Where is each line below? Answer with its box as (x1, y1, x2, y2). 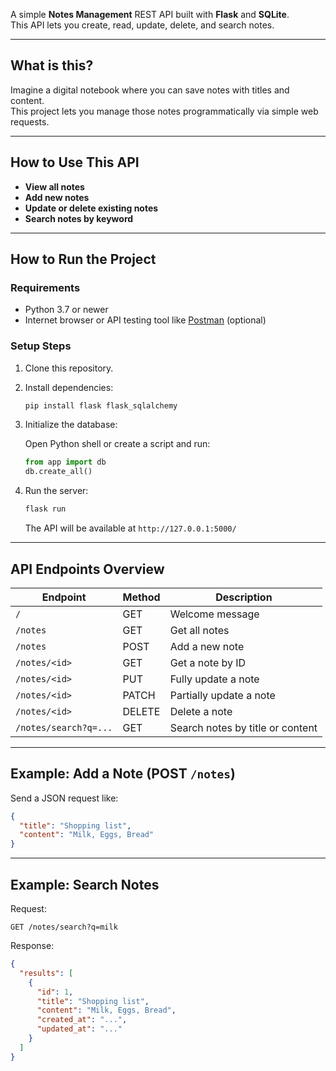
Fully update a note (169, 672, 260, 686)
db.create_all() (24, 467, 93, 477)
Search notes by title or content (169, 720, 318, 734)
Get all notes (169, 623, 230, 637)
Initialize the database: (24, 419, 118, 431)
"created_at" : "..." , (36, 1015, 128, 1025)
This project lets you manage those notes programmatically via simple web (10, 105, 319, 117)
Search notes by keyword (24, 212, 134, 224)
